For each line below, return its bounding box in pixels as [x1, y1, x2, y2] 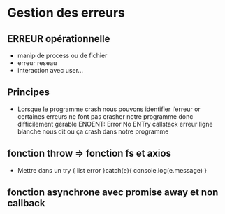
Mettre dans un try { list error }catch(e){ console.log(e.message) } [17, 166, 208, 174]
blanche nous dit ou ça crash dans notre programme [17, 127, 169, 136]
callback [7, 197, 45, 209]
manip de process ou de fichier [17, 51, 108, 59]
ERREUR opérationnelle [7, 33, 110, 45]
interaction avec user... [17, 66, 84, 74]
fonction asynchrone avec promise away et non [7, 187, 219, 199]
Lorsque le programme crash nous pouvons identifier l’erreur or [17, 105, 201, 113]
